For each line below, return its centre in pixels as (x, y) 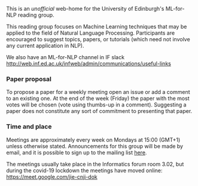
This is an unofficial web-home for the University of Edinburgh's (85, 9)
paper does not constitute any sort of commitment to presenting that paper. (99, 111)
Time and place (29, 127)
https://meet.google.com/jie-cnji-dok (52, 176)
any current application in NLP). (45, 45)
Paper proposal (29, 79)
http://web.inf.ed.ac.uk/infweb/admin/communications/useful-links (89, 63)
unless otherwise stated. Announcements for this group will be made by (95, 146)
